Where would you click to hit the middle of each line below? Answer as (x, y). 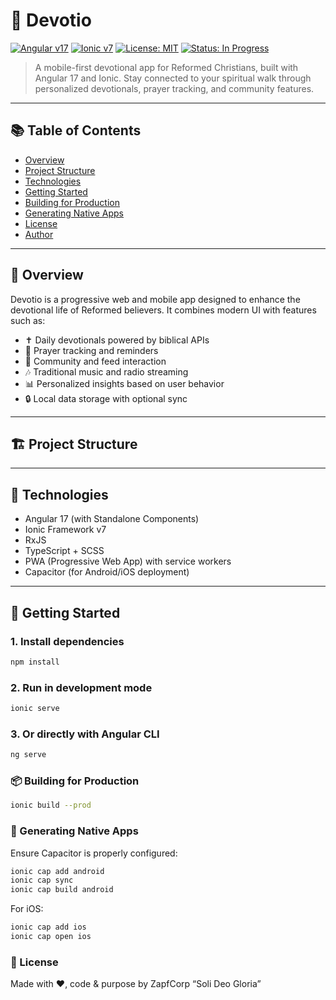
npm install (35, 662)
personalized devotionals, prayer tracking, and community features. (174, 88)
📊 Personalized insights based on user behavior (124, 383)
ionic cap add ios (48, 927)
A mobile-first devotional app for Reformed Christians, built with (166, 67)
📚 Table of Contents (76, 130)
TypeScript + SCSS (64, 551)
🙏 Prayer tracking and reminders (91, 350)
